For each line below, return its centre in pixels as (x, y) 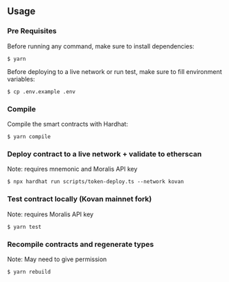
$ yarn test (24, 227)
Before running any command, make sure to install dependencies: (101, 46)
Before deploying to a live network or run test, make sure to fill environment (115, 71)
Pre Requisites (32, 31)
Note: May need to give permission (57, 259)
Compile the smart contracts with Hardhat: (68, 124)
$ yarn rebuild (29, 272)
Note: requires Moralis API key (51, 214)
